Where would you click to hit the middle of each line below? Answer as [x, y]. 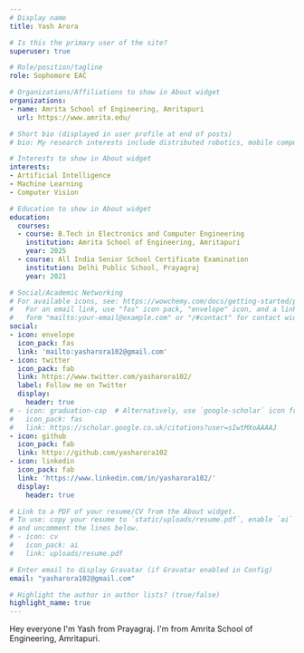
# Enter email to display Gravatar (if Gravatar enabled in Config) [141, 570]
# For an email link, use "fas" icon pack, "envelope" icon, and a [143, 309]
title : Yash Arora [44, 26]
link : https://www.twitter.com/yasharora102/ [105, 377]
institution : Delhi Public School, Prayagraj [113, 268]
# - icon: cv [34, 537]
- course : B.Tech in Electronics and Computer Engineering [131, 234]
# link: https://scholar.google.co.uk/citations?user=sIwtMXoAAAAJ [143, 427]
